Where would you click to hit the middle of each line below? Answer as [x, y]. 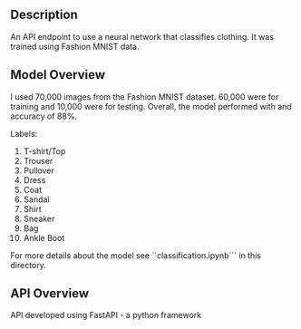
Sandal [36, 199]
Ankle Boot [44, 237]
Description [44, 15]
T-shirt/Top [44, 151]
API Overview [50, 294]
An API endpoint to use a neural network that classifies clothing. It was [142, 36]
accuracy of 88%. [44, 116]
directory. [28, 265]
